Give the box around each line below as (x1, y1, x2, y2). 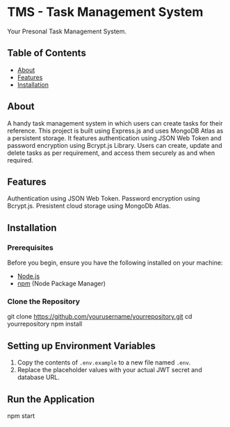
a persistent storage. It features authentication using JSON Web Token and (7, 133, 222, 142)
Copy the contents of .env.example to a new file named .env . (17, 358, 191, 367)
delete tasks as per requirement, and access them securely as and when (7, 149, 215, 157)
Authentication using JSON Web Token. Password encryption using (7, 194, 200, 203)
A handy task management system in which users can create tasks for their (7, 119, 223, 127)
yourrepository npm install (7, 320, 83, 328)
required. (7, 156, 33, 164)
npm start (7, 411, 35, 420)
